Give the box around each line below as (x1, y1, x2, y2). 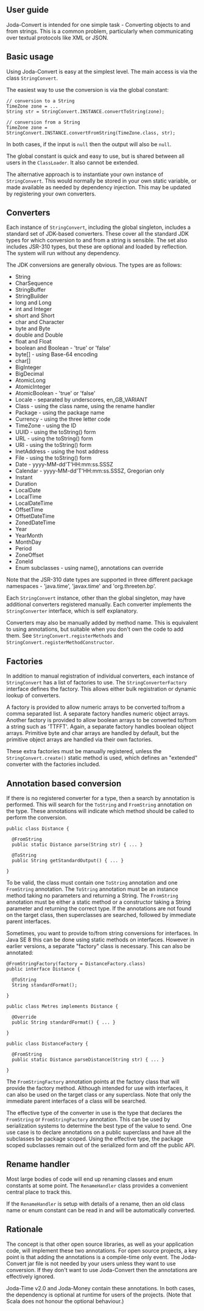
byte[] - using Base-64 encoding (15, 351, 98, 358)
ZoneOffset (15, 551, 44, 559)
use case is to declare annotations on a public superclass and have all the (6, 1129, 191, 1136)
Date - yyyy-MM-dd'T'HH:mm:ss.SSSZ (15, 461, 114, 468)
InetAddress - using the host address (15, 448, 109, 455)
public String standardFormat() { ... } (12, 1019, 116, 1025)
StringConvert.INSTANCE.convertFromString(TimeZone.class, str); (6, 130, 175, 136)
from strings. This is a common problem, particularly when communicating (6, 27, 194, 35)
